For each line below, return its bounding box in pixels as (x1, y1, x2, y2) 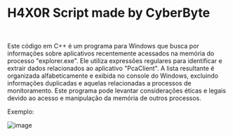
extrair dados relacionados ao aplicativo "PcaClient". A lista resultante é (7, 64, 215, 72)
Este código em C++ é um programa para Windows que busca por (7, 41, 199, 50)
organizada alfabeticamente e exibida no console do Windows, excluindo (7, 72, 219, 80)
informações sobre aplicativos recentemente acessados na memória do (7, 49, 215, 57)
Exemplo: (7, 107, 34, 116)
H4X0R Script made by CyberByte (7, 5, 211, 21)
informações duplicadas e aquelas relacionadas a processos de (7, 79, 192, 87)
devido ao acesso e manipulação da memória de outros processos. (7, 93, 201, 102)
